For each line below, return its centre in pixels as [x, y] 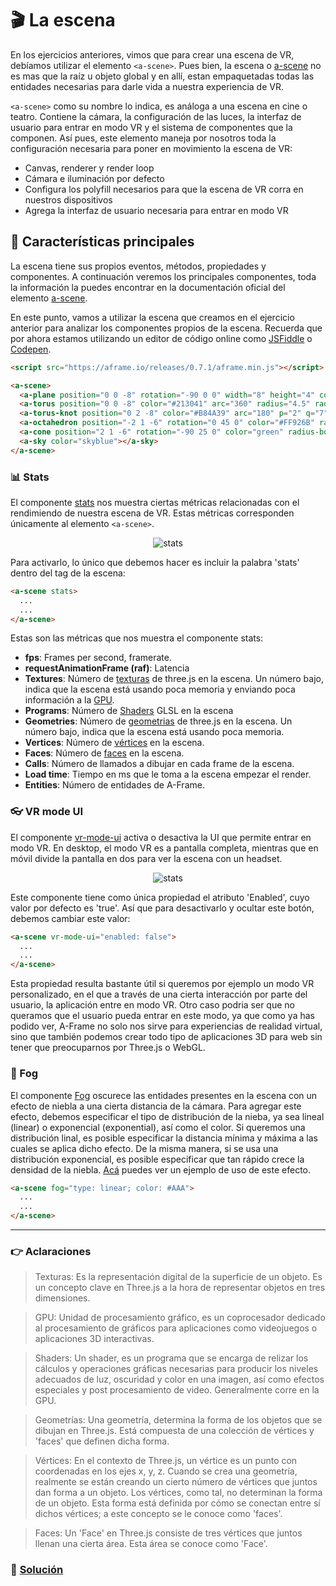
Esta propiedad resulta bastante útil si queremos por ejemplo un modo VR [162, 984]
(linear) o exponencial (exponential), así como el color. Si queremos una [158, 1127]
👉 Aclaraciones [51, 1251]
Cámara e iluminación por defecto [94, 178]
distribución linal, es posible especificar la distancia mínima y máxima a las [164, 1138]
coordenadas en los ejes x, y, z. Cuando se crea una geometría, [166, 1471]
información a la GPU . [69, 700]
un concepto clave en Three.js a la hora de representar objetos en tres [180, 1288]
